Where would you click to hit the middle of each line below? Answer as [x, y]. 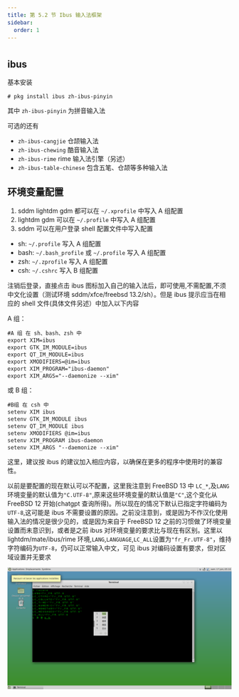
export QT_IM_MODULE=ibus [46, 355]
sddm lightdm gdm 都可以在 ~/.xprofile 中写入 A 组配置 [100, 211]
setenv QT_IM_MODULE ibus [46, 426]
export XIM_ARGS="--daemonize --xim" [63, 376]
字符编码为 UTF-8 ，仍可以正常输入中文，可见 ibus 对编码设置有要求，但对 [114, 547]
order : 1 [27, 30]
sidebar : [20, 22]
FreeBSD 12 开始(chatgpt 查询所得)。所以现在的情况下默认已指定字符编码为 [117, 503]
